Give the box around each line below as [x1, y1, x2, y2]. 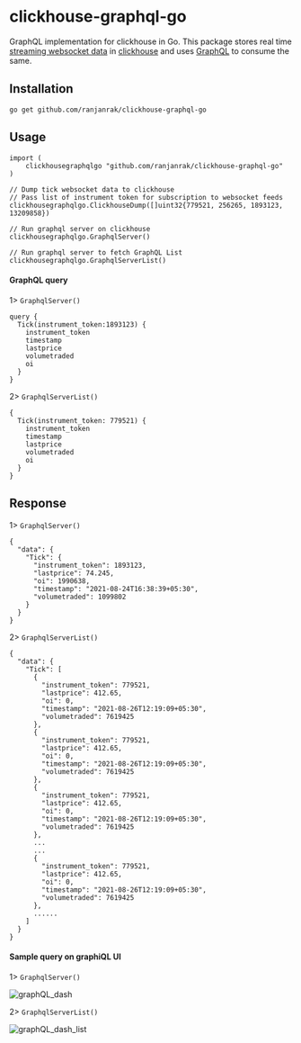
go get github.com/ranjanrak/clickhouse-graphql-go [9, 105, 207, 114]
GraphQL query [9, 274, 69, 285]
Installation [9, 81, 74, 96]
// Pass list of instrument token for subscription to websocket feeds [9, 193, 283, 202]
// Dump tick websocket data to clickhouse [9, 184, 175, 194]
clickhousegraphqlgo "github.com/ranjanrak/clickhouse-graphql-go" [25, 161, 283, 170]
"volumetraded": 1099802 [32, 592, 127, 601]
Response [9, 496, 67, 511]
